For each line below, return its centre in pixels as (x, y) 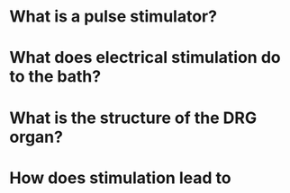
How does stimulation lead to (120, 178)
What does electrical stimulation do (145, 58)
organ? (36, 137)
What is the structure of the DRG (133, 118)
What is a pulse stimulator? (113, 17)
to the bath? (55, 77)
